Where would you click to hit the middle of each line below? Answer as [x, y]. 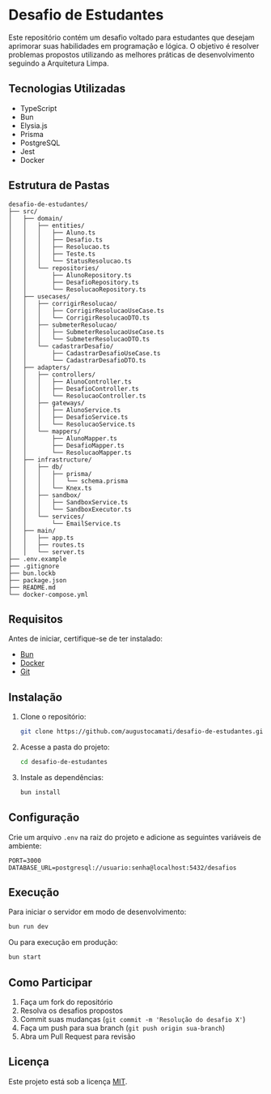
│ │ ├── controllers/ [52, 375]
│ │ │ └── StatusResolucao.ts [70, 261]
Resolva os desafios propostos [72, 1010]
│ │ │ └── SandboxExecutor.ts [70, 509]
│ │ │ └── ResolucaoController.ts [78, 396]
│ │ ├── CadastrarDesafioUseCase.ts [85, 353]
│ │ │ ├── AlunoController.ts [70, 382]
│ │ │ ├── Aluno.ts [52, 233]
